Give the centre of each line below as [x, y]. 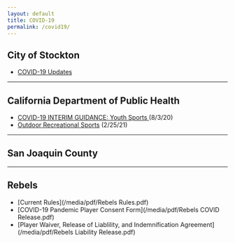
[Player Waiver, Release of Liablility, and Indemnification [98, 224]
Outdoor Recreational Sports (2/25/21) [72, 125]
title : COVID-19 [31, 20]
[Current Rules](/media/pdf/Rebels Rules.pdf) [83, 202]
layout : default [31, 14]
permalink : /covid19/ [39, 27]
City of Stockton [44, 55]
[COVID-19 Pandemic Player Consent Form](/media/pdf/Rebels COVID [119, 209]
